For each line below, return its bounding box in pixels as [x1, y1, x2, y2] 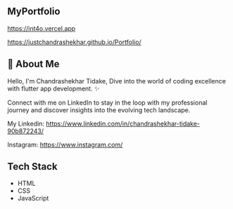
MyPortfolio [7, 6, 61, 18]
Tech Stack [7, 161, 58, 173]
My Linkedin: [7, 119, 44, 128]
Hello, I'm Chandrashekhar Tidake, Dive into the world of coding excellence [7, 76, 227, 85]
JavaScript [17, 194, 49, 203]
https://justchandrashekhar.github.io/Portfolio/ [7, 38, 142, 46]
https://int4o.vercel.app [7, 24, 76, 32]
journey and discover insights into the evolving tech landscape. [7, 105, 191, 114]
